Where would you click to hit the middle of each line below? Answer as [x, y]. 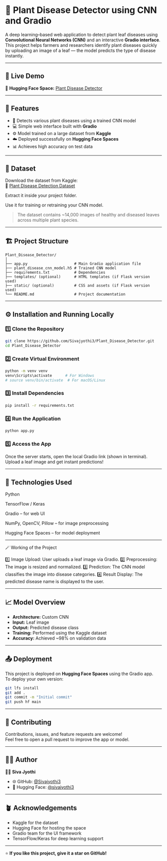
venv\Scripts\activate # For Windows [50, 375]
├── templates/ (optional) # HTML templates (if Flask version [78, 277]
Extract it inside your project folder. [41, 195]
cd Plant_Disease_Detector [33, 345]
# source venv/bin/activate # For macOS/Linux [55, 380]
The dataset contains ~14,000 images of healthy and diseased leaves [88, 215]
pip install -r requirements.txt [40, 405]
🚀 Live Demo [25, 76]
